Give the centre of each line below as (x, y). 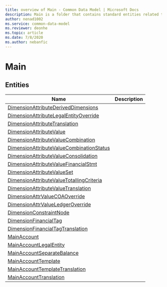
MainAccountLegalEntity (36, 245)
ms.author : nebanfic (27, 42)
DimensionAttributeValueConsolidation (53, 156)
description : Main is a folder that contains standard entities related (82, 14)
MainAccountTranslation (36, 277)
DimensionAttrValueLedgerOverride (49, 204)
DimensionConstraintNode (39, 212)
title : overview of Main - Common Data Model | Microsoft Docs (72, 10)
